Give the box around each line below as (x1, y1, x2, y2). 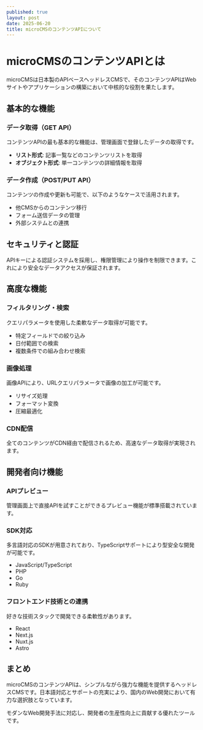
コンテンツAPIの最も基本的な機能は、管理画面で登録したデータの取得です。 (6, 138, 197, 145)
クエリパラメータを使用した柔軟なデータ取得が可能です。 (6, 318, 151, 326)
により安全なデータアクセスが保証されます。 (11, 264, 124, 271)
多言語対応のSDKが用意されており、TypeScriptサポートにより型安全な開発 (6, 541, 195, 549)
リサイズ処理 (15, 392, 48, 399)
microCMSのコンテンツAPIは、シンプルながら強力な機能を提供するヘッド (6, 681, 192, 688)
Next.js (15, 631, 34, 639)
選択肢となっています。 (17, 696, 75, 704)
